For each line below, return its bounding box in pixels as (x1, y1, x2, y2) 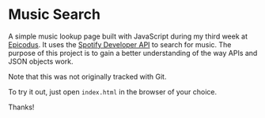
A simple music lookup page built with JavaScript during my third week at (8, 31, 248, 41)
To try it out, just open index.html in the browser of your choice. (8, 87, 218, 96)
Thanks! (8, 102, 35, 112)
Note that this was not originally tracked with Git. (8, 72, 167, 81)
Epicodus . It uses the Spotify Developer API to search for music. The (8, 39, 232, 49)
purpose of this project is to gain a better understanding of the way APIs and (8, 48, 258, 57)
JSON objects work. (8, 57, 74, 66)
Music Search (8, 6, 101, 24)
